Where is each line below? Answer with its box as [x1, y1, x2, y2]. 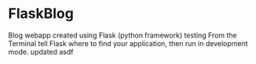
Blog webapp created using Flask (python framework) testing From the [8, 30, 237, 40]
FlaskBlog [8, 5, 75, 23]
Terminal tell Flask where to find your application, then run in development [8, 38, 249, 48]
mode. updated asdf [8, 47, 74, 56]
